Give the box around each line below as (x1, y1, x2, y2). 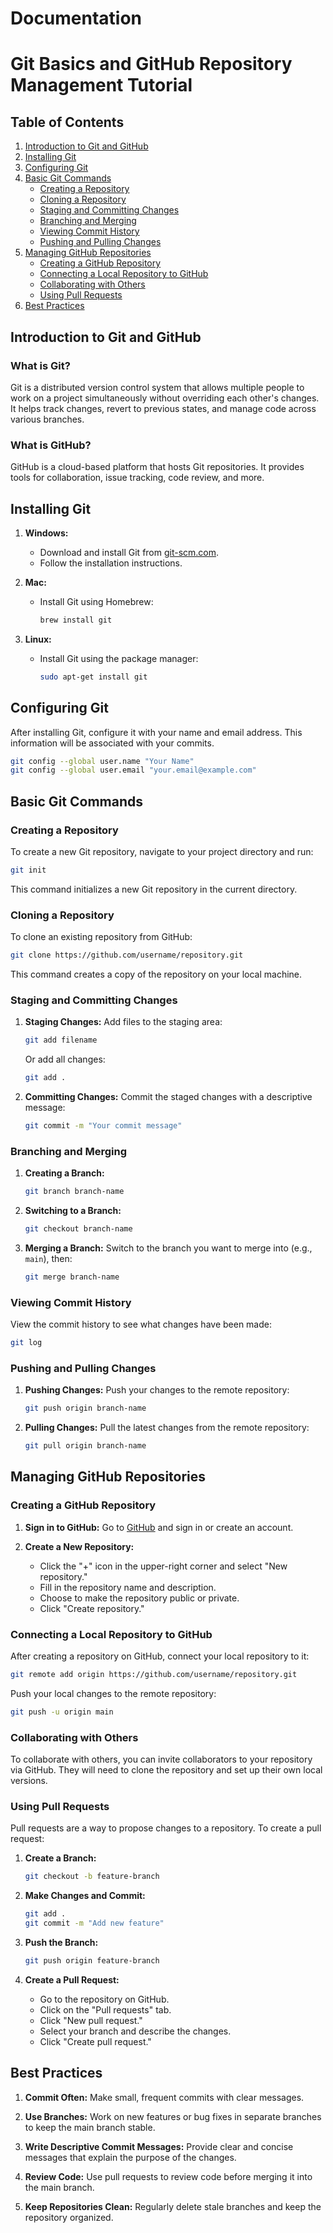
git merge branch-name (24, 1272, 120, 1282)
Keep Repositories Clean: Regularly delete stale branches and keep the (24, 2200, 322, 2212)
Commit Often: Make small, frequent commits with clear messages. (24, 2091, 305, 2103)
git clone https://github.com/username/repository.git (10, 950, 244, 961)
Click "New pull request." (39, 2014, 143, 2026)
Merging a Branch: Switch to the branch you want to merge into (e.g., (24, 1242, 313, 1254)
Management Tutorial (10, 74, 193, 97)
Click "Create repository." (39, 1602, 145, 1614)
